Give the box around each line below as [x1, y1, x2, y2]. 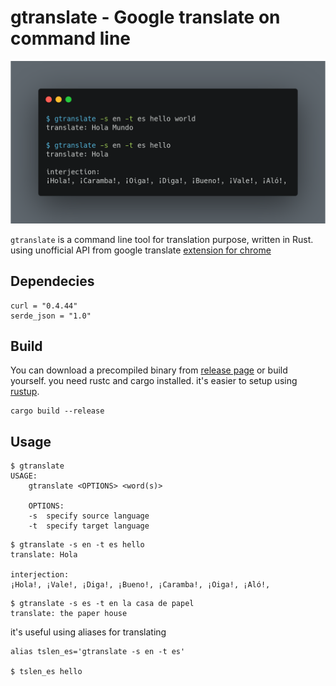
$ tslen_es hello [10, 667, 83, 677]
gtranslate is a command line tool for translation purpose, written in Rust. [10, 233, 314, 245]
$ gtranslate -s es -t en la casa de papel [10, 599, 195, 609]
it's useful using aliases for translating [10, 626, 167, 638]
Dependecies [10, 273, 95, 290]
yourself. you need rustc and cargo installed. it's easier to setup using [10, 375, 298, 387]
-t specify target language [28, 521, 150, 531]
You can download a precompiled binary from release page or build [10, 364, 288, 376]
